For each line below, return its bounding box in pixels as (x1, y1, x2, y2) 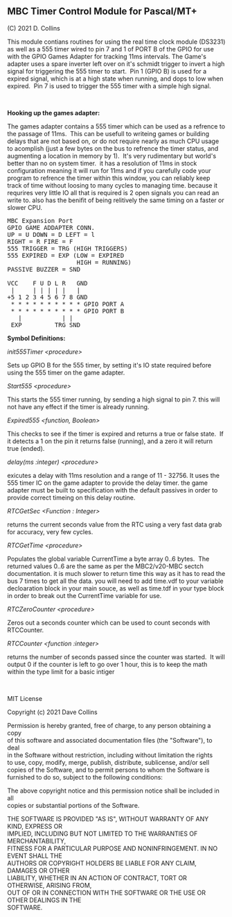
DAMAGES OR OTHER (7, 866, 70, 875)
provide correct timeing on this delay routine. (7, 493, 136, 502)
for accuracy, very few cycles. (7, 527, 93, 536)
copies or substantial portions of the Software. (7, 801, 140, 809)
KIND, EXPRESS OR (7, 822, 63, 830)
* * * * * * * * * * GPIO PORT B (10, 307, 125, 315)
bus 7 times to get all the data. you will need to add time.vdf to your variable (7, 577, 224, 585)
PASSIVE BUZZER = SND (7, 265, 81, 273)
